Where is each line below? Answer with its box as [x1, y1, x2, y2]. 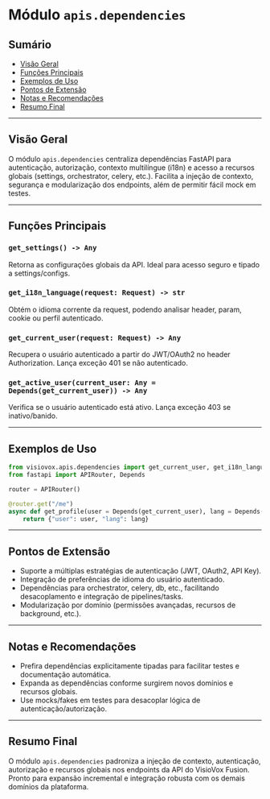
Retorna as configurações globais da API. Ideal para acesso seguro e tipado [8, 259, 260, 269]
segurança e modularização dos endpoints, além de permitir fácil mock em [8, 180, 256, 189]
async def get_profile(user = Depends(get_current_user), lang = [8, 507, 231, 515]
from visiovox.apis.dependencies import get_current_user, [8, 463, 211, 472]
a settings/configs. [8, 268, 71, 278]
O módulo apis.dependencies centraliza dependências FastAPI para [8, 154, 231, 164]
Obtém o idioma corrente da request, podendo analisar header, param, [8, 304, 243, 314]
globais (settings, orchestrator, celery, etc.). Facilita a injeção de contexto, [8, 171, 254, 180]
